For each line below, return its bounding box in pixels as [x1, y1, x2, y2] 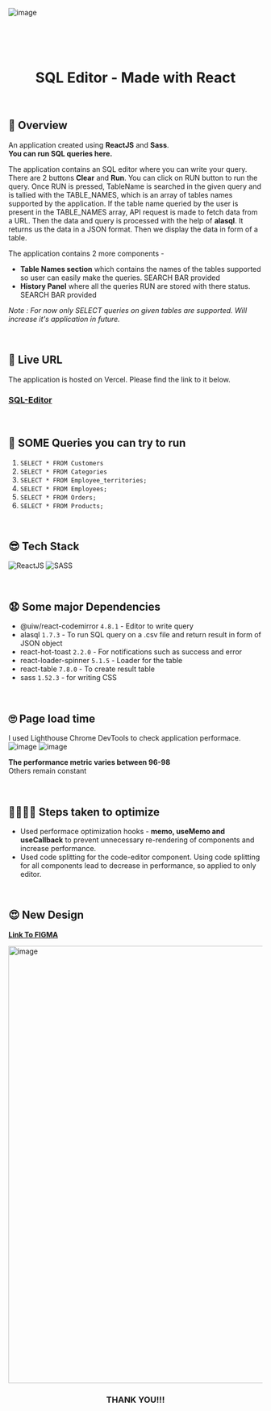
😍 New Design [8, 908, 85, 922]
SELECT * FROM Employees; [19, 485, 107, 493]
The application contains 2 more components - [8, 248, 165, 258]
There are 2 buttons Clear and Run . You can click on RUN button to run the [8, 173, 258, 182]
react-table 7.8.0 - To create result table [19, 664, 156, 674]
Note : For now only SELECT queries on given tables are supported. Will [8, 305, 248, 315]
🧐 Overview [8, 119, 68, 132]
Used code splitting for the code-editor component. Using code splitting [19, 852, 261, 862]
